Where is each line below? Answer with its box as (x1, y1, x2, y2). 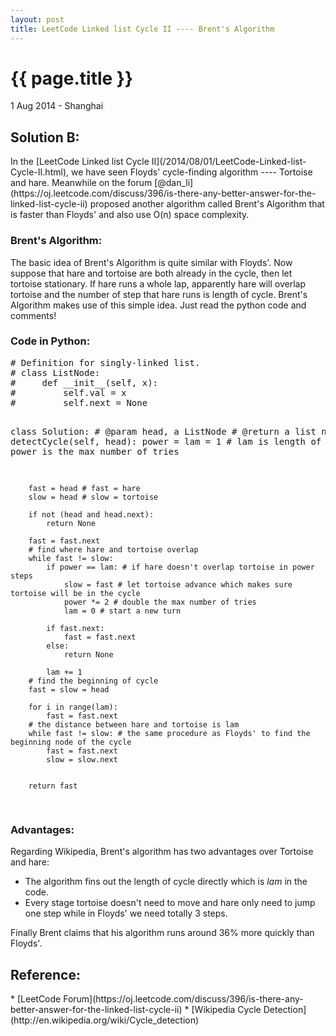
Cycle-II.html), (10, 166, 70, 178)
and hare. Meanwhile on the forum (10, 177, 153, 189)
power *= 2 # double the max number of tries (63, 597, 257, 607)
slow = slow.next (46, 754, 118, 765)
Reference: (10, 966, 81, 983)
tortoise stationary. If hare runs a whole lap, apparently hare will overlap (10, 277, 307, 290)
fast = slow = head (28, 684, 110, 695)
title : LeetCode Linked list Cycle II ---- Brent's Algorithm (10, 24, 275, 34)
